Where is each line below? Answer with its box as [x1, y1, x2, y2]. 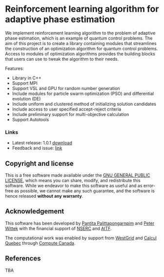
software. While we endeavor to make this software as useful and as [5, 183, 143, 189]
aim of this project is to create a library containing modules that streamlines [5, 40, 157, 46]
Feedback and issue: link [12, 145, 62, 151]
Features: [5, 65, 24, 71]
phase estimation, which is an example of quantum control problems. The [5, 35, 153, 41]
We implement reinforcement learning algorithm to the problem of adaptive [5, 30, 156, 36]
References [5, 254, 41, 263]
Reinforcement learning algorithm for [5, 3, 159, 15]
